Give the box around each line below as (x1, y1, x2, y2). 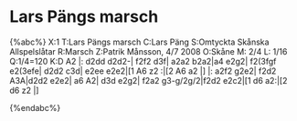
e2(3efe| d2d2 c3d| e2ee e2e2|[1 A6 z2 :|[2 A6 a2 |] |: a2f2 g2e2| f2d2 (9, 66, 277, 76)
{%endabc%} (9, 102, 61, 113)
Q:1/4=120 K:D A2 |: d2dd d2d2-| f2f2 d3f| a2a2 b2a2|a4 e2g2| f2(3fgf (9, 55, 277, 66)
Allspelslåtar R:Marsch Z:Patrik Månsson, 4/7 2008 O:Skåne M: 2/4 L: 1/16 (9, 45, 288, 56)
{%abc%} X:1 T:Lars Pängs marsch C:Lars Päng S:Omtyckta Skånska (9, 36, 270, 47)
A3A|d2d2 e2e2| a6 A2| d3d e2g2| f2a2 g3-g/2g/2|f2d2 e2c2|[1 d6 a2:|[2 (9, 75, 288, 86)
